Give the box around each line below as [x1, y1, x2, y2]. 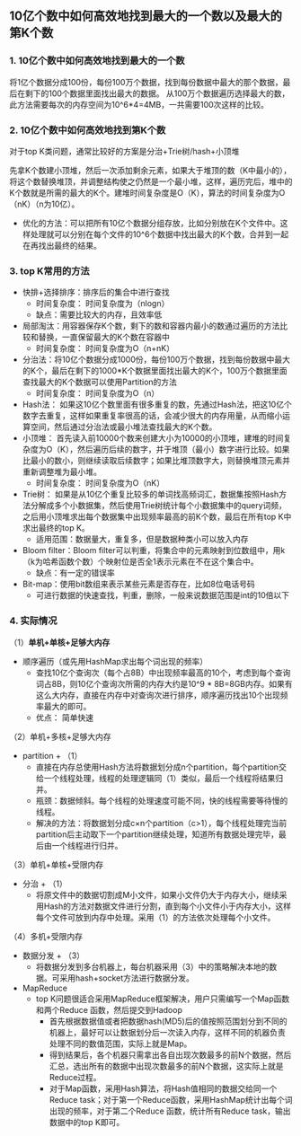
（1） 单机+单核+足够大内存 [9, 637, 111, 647]
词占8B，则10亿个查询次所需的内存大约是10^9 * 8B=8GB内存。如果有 [35, 678, 294, 689]
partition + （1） [22, 750, 83, 761]
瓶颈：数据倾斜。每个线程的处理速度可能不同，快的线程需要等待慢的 [35, 795, 288, 806]
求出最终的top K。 [22, 523, 90, 533]
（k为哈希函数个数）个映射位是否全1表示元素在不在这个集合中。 [22, 556, 259, 568]
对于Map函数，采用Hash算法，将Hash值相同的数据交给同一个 [49, 1083, 278, 1094]
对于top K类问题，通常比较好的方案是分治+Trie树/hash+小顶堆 [9, 145, 240, 156]
